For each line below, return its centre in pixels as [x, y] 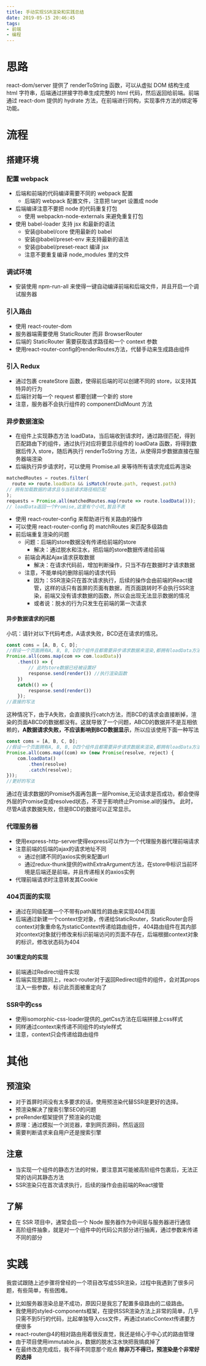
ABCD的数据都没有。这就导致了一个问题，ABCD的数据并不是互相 [110, 722]
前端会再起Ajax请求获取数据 [59, 557]
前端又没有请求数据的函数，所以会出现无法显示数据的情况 [117, 596]
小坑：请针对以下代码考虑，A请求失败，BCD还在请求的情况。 [84, 633]
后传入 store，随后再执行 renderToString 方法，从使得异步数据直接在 [107, 451]
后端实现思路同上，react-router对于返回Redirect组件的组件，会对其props [107, 979]
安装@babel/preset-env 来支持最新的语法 [76, 239]
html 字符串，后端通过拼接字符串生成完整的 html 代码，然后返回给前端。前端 [103, 93]
